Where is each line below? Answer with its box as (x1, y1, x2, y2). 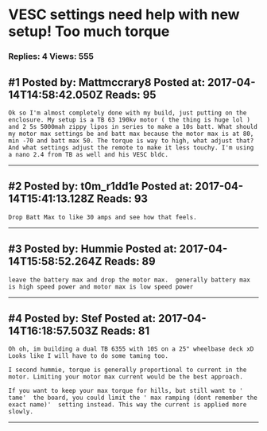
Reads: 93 (96, 192, 149, 206)
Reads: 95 (105, 87, 157, 101)
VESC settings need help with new (8, 6, 240, 24)
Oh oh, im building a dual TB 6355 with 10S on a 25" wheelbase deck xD (8, 345, 254, 353)
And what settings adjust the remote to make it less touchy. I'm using (8, 143, 254, 152)
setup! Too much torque (8, 22, 170, 41)
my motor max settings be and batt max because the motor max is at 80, (8, 130, 254, 138)
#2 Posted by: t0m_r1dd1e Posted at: (8, 180, 193, 193)
